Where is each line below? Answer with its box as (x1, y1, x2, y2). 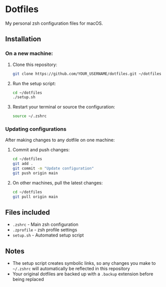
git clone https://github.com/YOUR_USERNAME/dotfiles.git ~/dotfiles (12, 71, 162, 76)
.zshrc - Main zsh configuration (12, 221, 79, 227)
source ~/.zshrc (12, 113, 47, 119)
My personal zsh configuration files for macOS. (5, 20, 103, 26)
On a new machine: (5, 50, 53, 57)
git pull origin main (12, 194, 58, 199)
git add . (12, 161, 34, 166)
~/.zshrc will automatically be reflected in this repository (12, 266, 130, 272)
